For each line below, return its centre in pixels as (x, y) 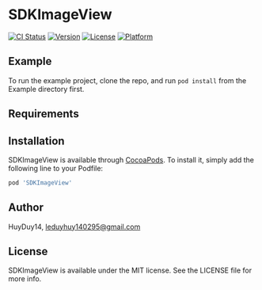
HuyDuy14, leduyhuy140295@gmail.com (74, 227)
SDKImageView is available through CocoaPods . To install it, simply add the (131, 159)
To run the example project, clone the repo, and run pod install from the (127, 80)
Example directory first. (46, 89)
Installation (36, 141)
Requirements (44, 114)
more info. (25, 279)
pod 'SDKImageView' (40, 183)
